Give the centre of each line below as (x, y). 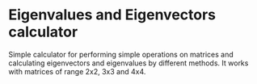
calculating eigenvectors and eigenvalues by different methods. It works (128, 63)
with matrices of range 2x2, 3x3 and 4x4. (77, 71)
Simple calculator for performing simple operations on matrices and (121, 54)
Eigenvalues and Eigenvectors (112, 15)
